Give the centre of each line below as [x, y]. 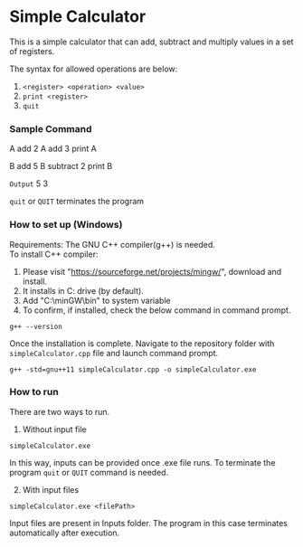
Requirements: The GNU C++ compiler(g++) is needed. [112, 244]
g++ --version [36, 326]
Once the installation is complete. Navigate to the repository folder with [142, 343]
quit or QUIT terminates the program [77, 202]
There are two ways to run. [60, 411]
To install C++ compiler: [54, 254]
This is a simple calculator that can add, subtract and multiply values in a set [151, 42]
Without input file [55, 429]
